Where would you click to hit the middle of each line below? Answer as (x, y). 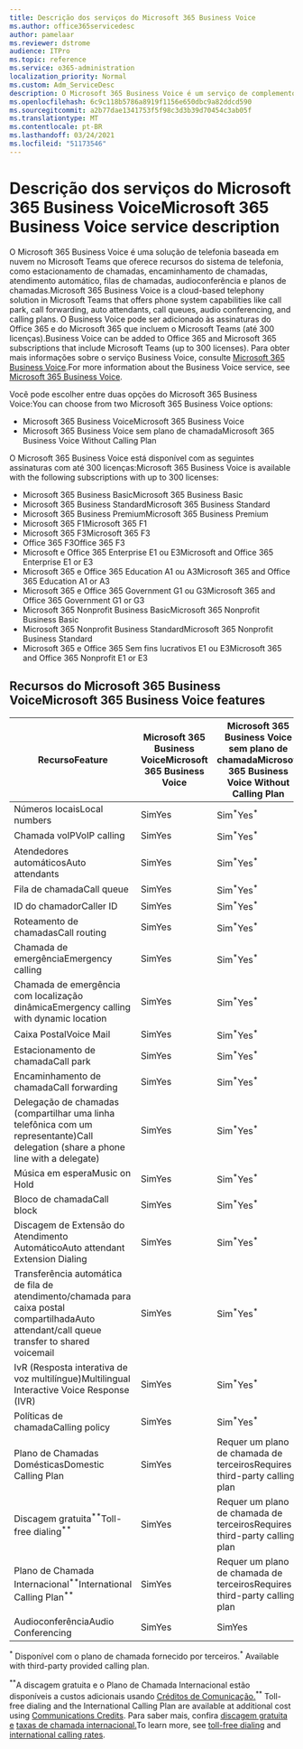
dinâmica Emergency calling (72, 1007)
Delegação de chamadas (67, 1101)
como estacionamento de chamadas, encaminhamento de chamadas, (138, 271)
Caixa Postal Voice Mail (62, 1034)
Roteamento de (46, 921)
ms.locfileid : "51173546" (58, 144)
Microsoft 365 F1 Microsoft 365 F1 (84, 523)
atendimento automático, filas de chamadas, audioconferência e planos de (148, 280)
